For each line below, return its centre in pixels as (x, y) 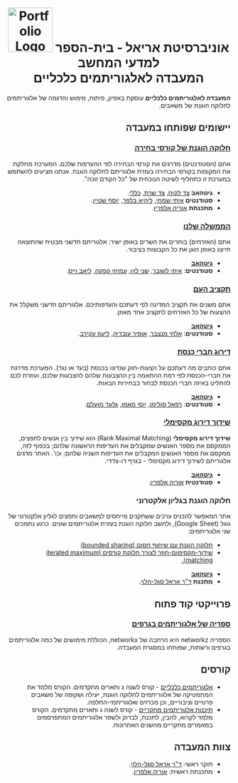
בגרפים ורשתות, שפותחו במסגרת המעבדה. (173, 647)
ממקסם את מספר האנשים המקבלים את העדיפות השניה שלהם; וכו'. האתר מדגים (124, 453)
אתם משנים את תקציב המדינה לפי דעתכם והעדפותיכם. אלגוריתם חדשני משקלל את (120, 305)
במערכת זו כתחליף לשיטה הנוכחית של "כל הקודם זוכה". (156, 179)
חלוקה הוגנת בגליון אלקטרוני (183, 500)
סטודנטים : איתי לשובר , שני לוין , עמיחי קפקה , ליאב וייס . (140, 270)
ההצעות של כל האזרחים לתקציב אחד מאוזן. (173, 312)
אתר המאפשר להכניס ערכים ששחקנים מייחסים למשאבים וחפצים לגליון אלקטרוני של (119, 516)
